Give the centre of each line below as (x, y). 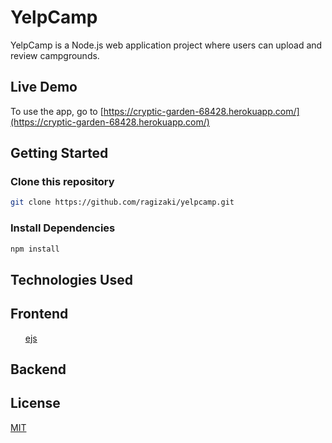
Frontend (39, 314)
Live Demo (44, 87)
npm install (35, 249)
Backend (38, 369)
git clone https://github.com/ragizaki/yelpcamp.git (122, 202)
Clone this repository (62, 182)
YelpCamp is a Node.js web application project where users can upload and (166, 45)
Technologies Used (71, 279)
